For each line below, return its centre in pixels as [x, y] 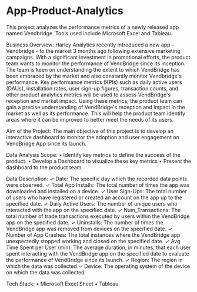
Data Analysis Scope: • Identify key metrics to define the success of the [93, 155]
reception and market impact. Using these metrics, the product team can [94, 100]
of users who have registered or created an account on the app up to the [94, 197]
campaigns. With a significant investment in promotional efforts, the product [98, 57]
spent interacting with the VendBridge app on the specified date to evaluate [98, 253]
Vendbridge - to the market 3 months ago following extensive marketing [93, 51]
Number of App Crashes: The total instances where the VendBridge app [93, 235]
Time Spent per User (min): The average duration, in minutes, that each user [98, 247]
